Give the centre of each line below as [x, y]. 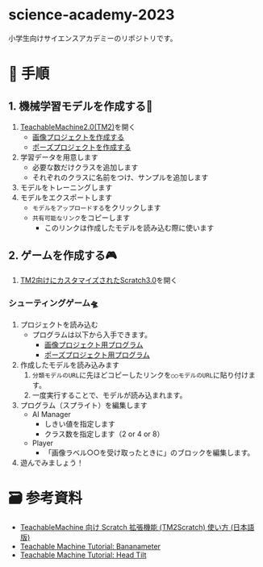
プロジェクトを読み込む [59, 325]
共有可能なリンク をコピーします [81, 217]
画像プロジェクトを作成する [78, 137]
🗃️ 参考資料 [46, 498]
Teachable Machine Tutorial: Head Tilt [83, 555]
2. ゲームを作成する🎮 [63, 256]
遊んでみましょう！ [52, 463]
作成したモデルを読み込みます [69, 365]
